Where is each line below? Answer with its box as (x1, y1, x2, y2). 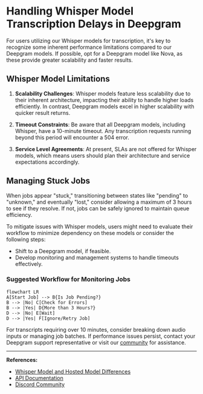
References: (6, 356, 38, 363)
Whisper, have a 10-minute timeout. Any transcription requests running (14, 127, 192, 134)
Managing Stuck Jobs (6, 176, 91, 186)
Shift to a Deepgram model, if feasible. (14, 247, 111, 254)
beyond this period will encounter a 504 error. (14, 134, 130, 141)
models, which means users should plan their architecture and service (14, 152, 190, 159)
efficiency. (6, 211, 33, 218)
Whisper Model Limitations (6, 74, 110, 84)
